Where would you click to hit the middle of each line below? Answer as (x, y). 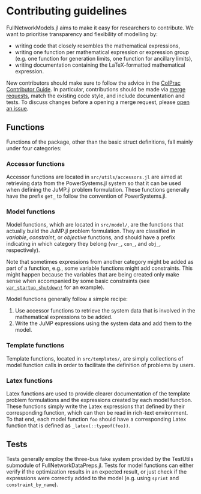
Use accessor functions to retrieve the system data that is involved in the (105, 311)
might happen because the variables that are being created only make (93, 275)
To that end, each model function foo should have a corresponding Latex (96, 419)
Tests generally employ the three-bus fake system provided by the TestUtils (100, 459)
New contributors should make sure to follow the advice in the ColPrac (94, 83)
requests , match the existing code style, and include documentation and (95, 96)
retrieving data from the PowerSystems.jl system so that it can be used (94, 183)
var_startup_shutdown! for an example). (55, 287)
